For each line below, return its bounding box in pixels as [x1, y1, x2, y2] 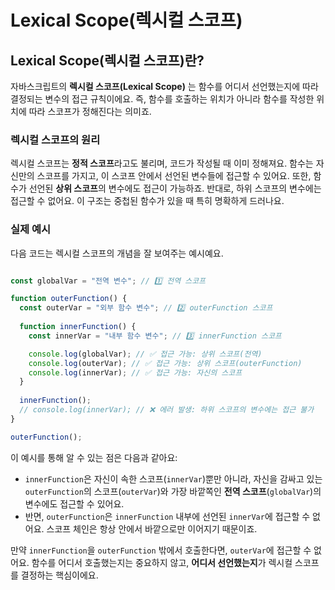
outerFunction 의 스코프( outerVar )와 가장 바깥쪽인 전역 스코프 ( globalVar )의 [24, 485, 322, 497]
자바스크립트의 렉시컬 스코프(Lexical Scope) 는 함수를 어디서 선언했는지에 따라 [10, 81, 319, 92]
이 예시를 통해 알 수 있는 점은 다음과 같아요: [10, 451, 178, 463]
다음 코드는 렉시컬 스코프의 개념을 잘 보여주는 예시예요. [10, 247, 224, 259]
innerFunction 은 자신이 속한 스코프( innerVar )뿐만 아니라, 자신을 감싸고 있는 [24, 472, 323, 485]
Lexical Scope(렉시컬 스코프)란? [10, 52, 205, 69]
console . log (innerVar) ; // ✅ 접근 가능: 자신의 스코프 [28, 367, 243, 378]
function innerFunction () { [19, 322, 137, 332]
